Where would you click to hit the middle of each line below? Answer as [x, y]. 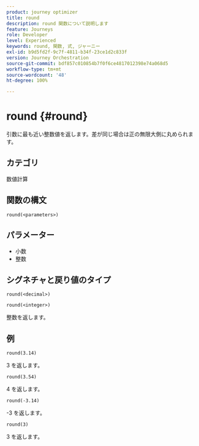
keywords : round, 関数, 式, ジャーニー [53, 47]
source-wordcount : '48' [37, 75]
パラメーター [31, 235]
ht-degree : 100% [27, 80]
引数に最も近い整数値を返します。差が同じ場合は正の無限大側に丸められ [97, 134]
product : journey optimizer [42, 12]
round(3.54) [21, 377]
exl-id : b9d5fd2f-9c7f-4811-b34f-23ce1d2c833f [67, 52]
